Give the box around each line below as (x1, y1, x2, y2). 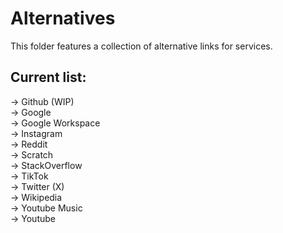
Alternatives (10, 7, 116, 30)
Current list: (10, 69, 87, 86)
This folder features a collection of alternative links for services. (10, 40, 273, 52)
